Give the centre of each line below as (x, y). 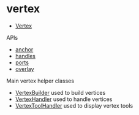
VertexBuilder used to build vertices (60, 92)
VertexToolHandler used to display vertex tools (74, 105)
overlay (25, 69)
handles (25, 56)
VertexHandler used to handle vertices (64, 99)
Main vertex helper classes (40, 81)
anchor (24, 49)
